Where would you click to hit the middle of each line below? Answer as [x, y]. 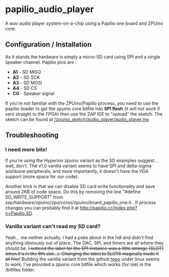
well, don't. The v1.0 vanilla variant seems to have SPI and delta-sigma [78, 166]
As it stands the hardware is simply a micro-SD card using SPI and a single [83, 57]
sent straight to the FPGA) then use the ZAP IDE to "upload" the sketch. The [84, 114]
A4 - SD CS [25, 88]
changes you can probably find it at [42, 208]
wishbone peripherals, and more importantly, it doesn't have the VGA [77, 171]
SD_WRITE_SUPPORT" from [34, 197]
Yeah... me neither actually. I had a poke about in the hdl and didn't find [79, 237]
